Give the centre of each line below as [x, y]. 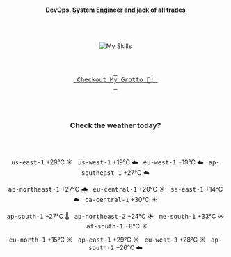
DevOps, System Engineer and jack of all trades [115, 10]
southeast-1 [102, 173]
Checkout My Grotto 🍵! [115, 80]
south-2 [102, 248]
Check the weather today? [115, 125]
